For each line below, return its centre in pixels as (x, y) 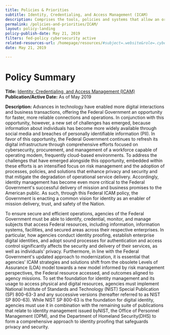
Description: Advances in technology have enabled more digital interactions (85, 107)
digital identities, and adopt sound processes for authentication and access (84, 240)
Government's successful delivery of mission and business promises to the (83, 187)
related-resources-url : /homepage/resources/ (54, 43)
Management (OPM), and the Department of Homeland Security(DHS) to (81, 316)
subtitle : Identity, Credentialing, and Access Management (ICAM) (77, 15)
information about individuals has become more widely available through (81, 128)
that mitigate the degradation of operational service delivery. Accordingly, (82, 177)
